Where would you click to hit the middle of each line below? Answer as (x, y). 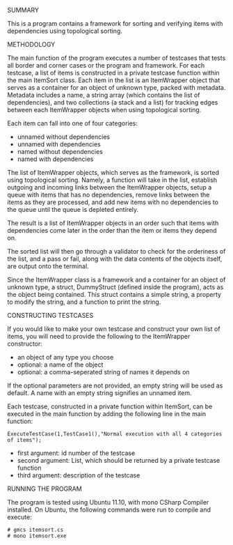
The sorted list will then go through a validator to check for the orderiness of (116, 251)
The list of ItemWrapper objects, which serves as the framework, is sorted (113, 172)
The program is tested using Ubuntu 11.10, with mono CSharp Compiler (108, 502)
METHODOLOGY (31, 44)
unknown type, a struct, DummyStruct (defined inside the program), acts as (115, 287)
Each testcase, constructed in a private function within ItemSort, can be (110, 406)
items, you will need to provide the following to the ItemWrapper (99, 336)
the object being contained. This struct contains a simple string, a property (114, 294)
